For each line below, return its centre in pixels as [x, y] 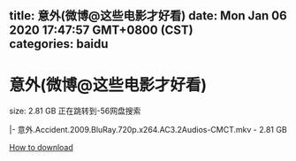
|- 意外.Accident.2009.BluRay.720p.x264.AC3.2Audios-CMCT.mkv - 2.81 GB [148, 130]
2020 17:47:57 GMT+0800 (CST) [101, 31]
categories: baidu [59, 44]
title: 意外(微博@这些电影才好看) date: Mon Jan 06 [148, 16]
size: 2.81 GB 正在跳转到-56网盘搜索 [75, 111]
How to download [41, 148]
